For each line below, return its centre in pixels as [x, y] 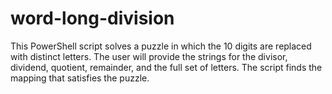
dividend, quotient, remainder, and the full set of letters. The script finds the [166, 67]
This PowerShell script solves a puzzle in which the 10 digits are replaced [161, 46]
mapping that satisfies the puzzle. [80, 78]
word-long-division [92, 18]
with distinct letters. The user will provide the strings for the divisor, [149, 56]
